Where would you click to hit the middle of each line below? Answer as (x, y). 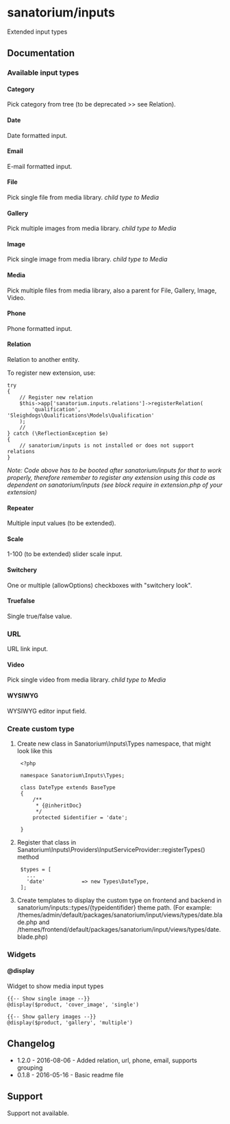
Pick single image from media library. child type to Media (87, 260)
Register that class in (47, 842)
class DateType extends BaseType (68, 788)
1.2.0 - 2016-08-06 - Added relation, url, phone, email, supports (107, 1060)
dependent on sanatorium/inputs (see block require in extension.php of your (115, 485)
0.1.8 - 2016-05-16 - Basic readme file (70, 1075)
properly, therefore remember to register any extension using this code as (111, 478)
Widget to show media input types (55, 986)
